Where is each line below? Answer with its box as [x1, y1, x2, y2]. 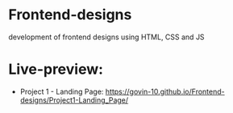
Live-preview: [8, 60, 103, 79]
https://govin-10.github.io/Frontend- [105, 87, 225, 96]
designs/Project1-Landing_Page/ [19, 95, 129, 105]
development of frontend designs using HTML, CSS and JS [8, 32, 205, 42]
